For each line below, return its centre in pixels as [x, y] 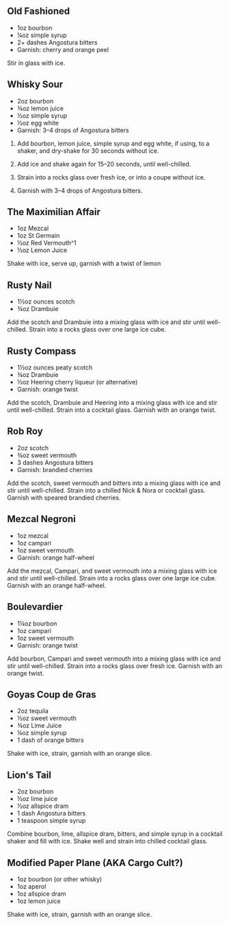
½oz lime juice [37, 799]
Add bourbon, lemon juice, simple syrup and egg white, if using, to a [113, 143]
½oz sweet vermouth [46, 718]
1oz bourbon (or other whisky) [59, 879]
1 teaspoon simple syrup [51, 821]
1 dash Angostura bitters [51, 813]
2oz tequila [33, 711]
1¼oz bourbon [37, 624]
